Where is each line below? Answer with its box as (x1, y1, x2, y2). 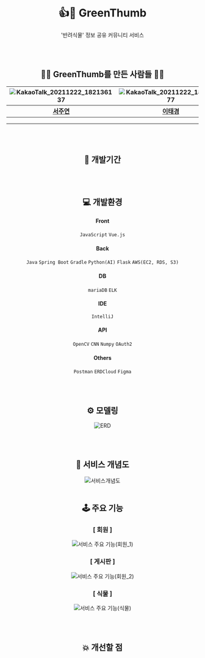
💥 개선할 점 (82, 642, 123, 653)
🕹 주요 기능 (81, 503, 124, 514)
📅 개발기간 (84, 155, 121, 165)
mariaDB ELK (88, 287, 117, 293)
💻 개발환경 (82, 196, 123, 207)
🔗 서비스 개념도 (76, 460, 129, 470)
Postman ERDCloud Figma (73, 369, 132, 375)
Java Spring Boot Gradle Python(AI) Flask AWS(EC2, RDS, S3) (26, 260, 179, 266)
